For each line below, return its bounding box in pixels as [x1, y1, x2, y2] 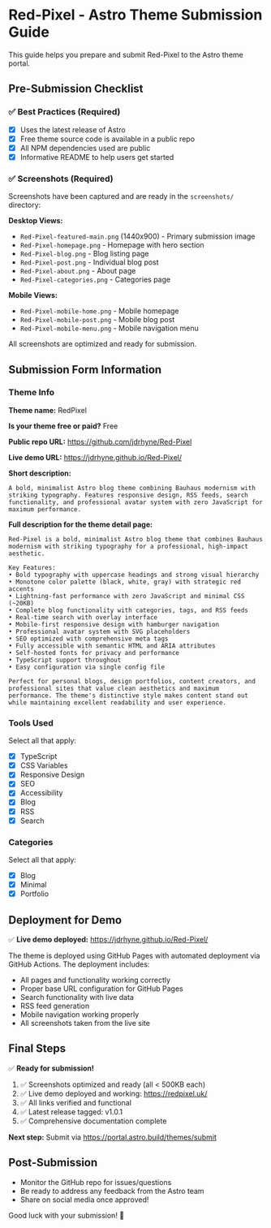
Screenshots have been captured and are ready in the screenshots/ [8, 192, 234, 201]
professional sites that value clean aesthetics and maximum [8, 684, 220, 692]
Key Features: [8, 563, 57, 571]
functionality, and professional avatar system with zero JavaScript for [8, 498, 264, 506]
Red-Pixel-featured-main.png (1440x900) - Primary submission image [19, 231, 256, 241]
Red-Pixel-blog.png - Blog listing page [19, 249, 149, 259]
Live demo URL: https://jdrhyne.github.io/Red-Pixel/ [8, 452, 183, 462]
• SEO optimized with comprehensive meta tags [8, 635, 169, 643]
